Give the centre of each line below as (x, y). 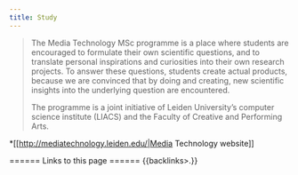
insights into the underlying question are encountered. (130, 90)
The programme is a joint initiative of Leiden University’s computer (153, 107)
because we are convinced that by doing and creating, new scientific (157, 80)
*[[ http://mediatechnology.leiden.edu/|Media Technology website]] (132, 143)
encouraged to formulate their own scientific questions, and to (145, 52)
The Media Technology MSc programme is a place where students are (160, 43)
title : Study (33, 17)
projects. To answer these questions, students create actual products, (159, 71)
